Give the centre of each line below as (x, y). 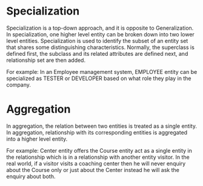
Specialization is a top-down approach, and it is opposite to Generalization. (100, 28)
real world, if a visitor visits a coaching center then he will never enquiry (96, 163)
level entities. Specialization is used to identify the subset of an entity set (97, 41)
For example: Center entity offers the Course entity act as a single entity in (99, 150)
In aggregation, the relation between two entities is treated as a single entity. (101, 126)
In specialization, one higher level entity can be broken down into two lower (101, 34)
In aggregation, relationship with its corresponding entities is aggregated (97, 132)
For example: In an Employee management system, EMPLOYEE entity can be (102, 71)
